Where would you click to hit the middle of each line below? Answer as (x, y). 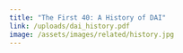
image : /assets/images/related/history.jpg (92, 34)
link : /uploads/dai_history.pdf (70, 26)
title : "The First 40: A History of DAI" (88, 18)
